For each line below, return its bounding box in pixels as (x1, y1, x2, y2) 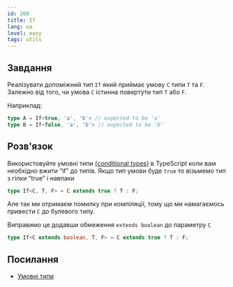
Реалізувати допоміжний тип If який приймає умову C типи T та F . (7, 80, 205, 88)
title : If (7, 17, 36, 24)
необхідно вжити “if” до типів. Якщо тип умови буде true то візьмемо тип (7, 166, 227, 175)
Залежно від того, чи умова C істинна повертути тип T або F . (7, 88, 187, 96)
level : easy (7, 29, 42, 37)
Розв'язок (7, 141, 54, 153)
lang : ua (7, 23, 33, 30)
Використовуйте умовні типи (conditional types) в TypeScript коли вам (7, 159, 216, 167)
